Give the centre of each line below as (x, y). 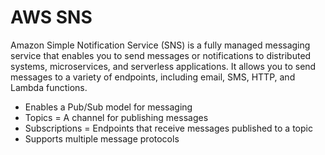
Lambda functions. (49, 87)
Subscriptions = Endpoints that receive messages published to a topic (168, 128)
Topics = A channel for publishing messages (116, 117)
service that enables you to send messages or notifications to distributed (161, 55)
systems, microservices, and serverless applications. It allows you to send (163, 66)
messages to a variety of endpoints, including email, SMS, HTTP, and (153, 77)
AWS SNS (51, 17)
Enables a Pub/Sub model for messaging (108, 107)
